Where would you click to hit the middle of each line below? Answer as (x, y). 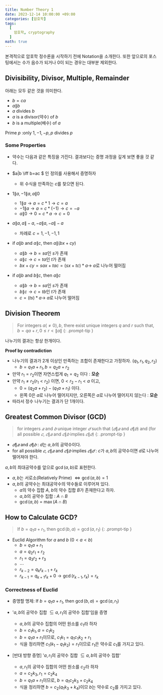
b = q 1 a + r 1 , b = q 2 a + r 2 (44, 368)
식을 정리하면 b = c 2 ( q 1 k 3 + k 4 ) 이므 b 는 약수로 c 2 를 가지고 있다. (81, 688)
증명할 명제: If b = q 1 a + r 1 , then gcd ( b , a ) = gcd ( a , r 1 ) (66, 602)
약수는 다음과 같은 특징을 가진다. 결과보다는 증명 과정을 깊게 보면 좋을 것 (81, 157)
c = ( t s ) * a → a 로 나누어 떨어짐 (49, 297)
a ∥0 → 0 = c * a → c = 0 (45, 213)
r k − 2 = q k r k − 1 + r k (38, 570)
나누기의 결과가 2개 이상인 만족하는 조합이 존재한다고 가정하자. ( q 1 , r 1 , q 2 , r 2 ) (85, 361)
